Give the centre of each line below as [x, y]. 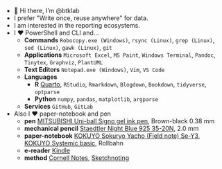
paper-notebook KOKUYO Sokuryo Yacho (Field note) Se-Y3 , [112, 136]
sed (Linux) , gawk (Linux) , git [68, 47]
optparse [47, 92]
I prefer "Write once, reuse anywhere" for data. [81, 18]
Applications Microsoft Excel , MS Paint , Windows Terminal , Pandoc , [120, 55]
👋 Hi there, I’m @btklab [46, 11]
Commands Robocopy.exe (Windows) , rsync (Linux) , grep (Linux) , [119, 40]
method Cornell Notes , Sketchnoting [77, 158]
